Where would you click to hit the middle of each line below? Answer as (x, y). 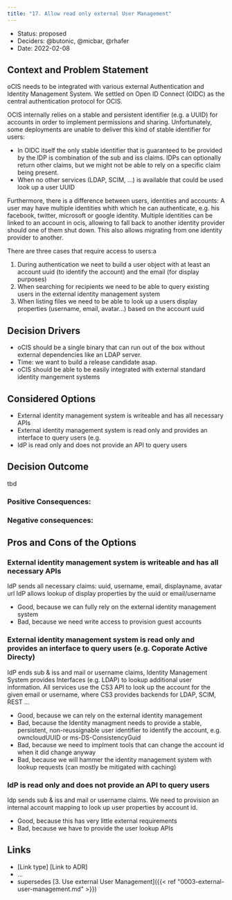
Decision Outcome (48, 467)
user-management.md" (51, 889)
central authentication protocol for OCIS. (65, 101)
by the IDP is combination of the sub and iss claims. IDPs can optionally (119, 158)
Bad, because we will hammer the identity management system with (115, 759)
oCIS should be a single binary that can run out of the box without (111, 347)
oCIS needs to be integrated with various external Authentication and (106, 87)
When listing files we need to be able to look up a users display (107, 301)
